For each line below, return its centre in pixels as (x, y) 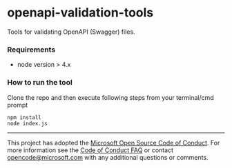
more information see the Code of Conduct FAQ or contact (90, 150)
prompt (18, 105)
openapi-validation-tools (80, 13)
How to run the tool (40, 83)
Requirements (31, 50)
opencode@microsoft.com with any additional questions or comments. (108, 157)
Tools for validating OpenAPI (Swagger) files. (71, 32)
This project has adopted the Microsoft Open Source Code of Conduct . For (114, 143)
